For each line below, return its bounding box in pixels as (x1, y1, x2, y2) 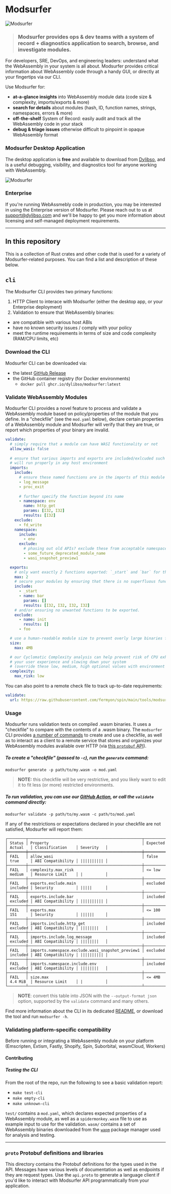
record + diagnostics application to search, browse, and (17, 39, 159, 47)
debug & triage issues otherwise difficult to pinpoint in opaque (12, 126, 145, 132)
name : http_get (23, 503, 56, 509)
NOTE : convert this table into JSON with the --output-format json (17, 993, 157, 999)
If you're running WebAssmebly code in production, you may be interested (5, 201, 161, 208)
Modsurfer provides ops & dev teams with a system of (17, 33, 154, 40)
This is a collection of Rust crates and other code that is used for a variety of (5, 250, 166, 257)
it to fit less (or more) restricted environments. (17, 782, 115, 788)
